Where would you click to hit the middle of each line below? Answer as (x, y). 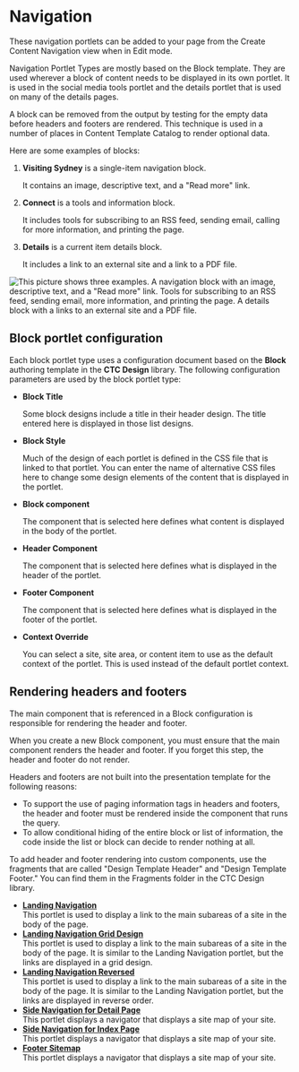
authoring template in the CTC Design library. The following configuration (145, 369)
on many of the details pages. (64, 97)
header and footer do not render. (70, 759)
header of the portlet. (61, 575)
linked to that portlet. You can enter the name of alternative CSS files (149, 467)
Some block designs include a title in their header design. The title (144, 413)
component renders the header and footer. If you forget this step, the (137, 749)
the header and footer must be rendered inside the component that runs (155, 813)
